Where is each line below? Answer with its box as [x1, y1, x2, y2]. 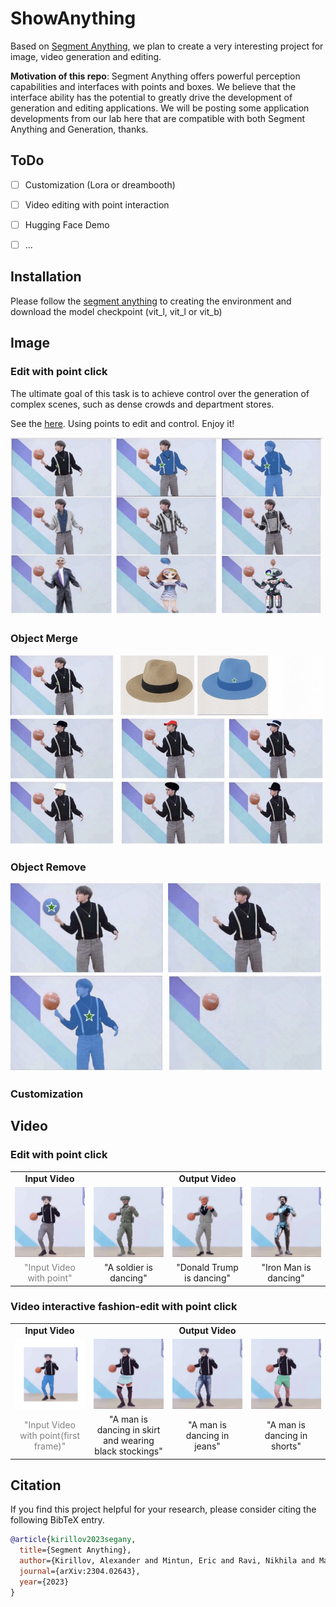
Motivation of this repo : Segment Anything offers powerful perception [10, 70, 301, 82]
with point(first [19, 1429, 80, 1441]
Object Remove [10, 860, 87, 874]
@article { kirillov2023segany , [10, 1535, 137, 1545]
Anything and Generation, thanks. [10, 123, 149, 135]
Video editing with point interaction [24, 198, 170, 211]
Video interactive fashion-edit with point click [10, 1300, 238, 1314]
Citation [10, 1477, 62, 1494]
